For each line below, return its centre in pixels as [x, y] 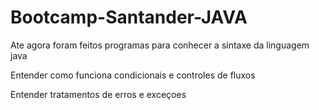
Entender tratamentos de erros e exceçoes [98, 94]
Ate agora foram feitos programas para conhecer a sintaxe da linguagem [160, 45]
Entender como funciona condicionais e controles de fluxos [133, 75]
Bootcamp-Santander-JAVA [129, 17]
